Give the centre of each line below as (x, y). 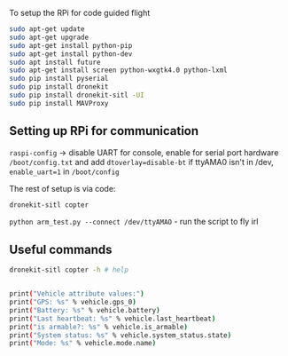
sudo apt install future (55, 62)
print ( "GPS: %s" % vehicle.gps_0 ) (73, 302)
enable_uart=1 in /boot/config (64, 171)
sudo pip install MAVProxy (59, 103)
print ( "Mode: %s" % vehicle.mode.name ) (83, 344)
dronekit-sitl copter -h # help (69, 270)
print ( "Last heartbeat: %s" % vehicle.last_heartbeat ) (113, 319)
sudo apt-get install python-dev (71, 54)
